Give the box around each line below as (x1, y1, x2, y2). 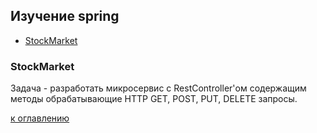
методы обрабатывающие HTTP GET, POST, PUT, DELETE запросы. (10, 93, 298, 105)
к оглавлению (10, 112, 70, 124)
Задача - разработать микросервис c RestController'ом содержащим (10, 82, 307, 94)
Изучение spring (10, 8, 120, 25)
